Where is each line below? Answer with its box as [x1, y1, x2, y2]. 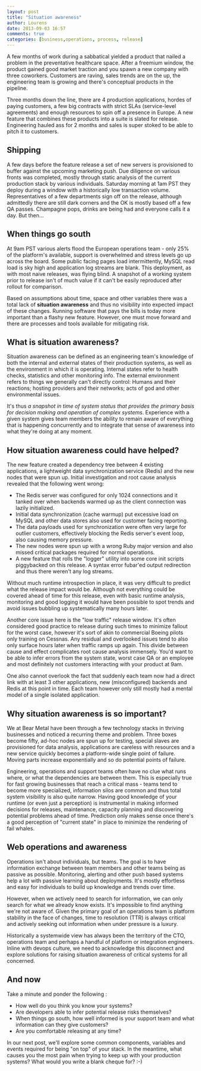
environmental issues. [7, 391, 61, 398]
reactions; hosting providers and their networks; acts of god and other [7, 384, 180, 392]
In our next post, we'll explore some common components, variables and [7, 1039, 185, 1046]
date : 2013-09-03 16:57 [7, 25, 66, 32]
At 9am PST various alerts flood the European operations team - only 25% [7, 245, 190, 252]
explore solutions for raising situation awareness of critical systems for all [7, 950, 187, 958]
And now [7, 974, 41, 985]
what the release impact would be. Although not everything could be [7, 586, 175, 593]
